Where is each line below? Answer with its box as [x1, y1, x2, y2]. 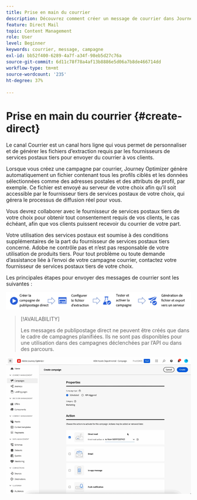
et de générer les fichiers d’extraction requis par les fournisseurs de [6, 148, 170, 155]
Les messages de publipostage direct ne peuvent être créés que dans [20, 326, 189, 334]
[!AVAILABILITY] [20, 315, 60, 322]
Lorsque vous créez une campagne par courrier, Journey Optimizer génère [6, 165, 188, 172]
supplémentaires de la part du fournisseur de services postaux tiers [6, 238, 170, 245]
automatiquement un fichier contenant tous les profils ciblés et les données [6, 172, 188, 179]
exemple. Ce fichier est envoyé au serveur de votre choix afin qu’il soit [6, 184, 176, 191]
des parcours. [20, 345, 55, 352]
